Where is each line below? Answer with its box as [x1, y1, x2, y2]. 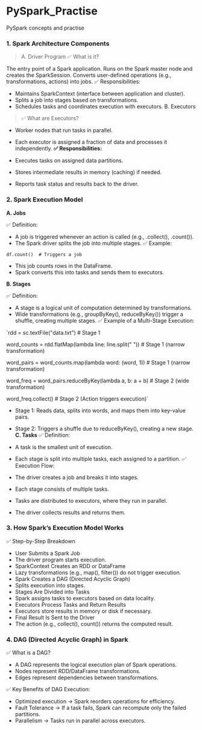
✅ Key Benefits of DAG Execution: [6, 686, 90, 693]
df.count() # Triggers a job [6, 251, 83, 257]
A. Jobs [6, 209, 26, 216]
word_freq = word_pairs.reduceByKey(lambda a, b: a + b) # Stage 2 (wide [6, 376, 189, 384]
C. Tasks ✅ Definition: [14, 431, 71, 439]
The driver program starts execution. [14, 556, 107, 563]
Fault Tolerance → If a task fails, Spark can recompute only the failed [14, 704, 187, 711]
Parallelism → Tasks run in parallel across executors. [14, 717, 146, 725]
